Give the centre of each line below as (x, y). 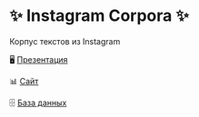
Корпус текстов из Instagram (65, 41)
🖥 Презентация (39, 59)
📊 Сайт (24, 81)
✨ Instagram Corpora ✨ (99, 16)
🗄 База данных (38, 102)
